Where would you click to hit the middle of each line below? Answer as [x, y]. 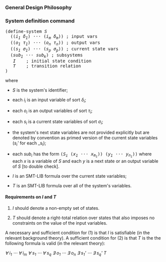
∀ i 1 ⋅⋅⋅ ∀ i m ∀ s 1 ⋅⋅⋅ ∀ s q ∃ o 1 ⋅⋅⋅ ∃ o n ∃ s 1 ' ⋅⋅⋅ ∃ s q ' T [56, 253]
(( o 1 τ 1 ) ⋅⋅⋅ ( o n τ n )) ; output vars [55, 43]
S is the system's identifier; [40, 90]
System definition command [40, 20]
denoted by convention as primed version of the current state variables [85, 137]
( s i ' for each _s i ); [29, 143]
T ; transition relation [47, 66]
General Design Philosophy [38, 7]
